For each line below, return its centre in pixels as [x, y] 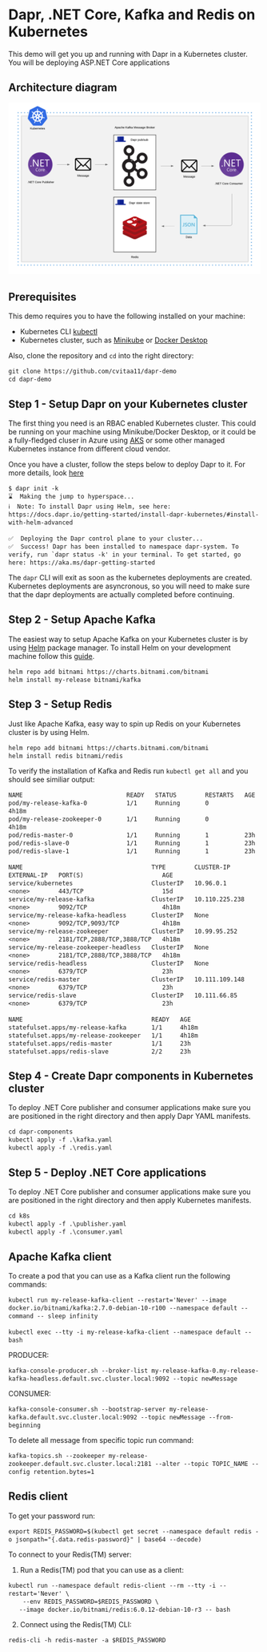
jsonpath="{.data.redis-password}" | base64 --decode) [109, 1539]
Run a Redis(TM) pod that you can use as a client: [102, 1569]
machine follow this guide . [52, 656]
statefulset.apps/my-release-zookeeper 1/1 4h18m [103, 1036]
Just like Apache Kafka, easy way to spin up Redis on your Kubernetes [125, 724]
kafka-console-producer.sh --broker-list [78, 1371]
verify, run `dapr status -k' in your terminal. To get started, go [125, 555]
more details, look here [46, 473]
